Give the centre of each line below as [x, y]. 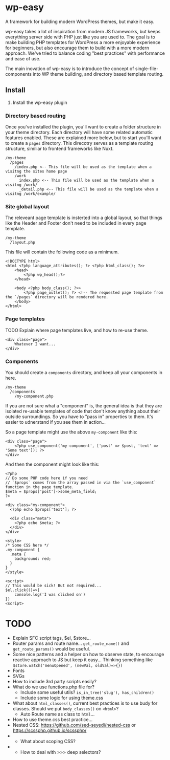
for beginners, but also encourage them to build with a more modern [77, 48]
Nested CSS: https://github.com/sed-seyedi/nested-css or [74, 725]
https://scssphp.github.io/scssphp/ [50, 730]
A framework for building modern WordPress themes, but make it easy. [80, 21]
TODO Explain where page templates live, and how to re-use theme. [77, 330]
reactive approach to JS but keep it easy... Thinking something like [83, 660]
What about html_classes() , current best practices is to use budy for [85, 703]
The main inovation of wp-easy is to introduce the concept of [70, 69]
